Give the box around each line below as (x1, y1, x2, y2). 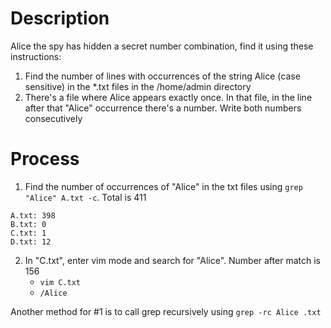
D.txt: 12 (10, 237, 52, 247)
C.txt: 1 (10, 228, 47, 238)
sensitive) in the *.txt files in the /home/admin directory (24, 80, 252, 92)
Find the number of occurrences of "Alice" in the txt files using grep (24, 180, 303, 192)
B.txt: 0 (10, 219, 47, 229)
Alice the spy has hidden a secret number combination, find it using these (10, 40, 314, 52)
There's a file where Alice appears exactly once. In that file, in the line (24, 91, 313, 103)
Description (10, 7, 110, 30)
